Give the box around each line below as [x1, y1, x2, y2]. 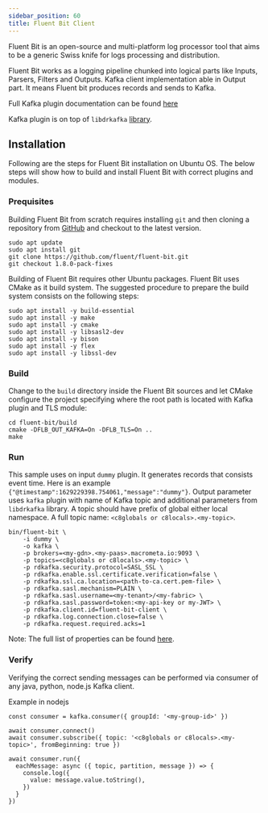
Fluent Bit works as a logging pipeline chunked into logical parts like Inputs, [8, 65, 258, 75]
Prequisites [8, 196, 54, 207]
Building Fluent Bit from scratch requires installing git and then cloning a [8, 215, 249, 224]
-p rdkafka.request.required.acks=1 [23, 620, 146, 628]
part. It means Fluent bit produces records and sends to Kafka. [8, 82, 216, 93]
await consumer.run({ [8, 755, 81, 763]
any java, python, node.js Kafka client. [8, 681, 135, 690]
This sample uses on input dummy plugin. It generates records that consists [8, 469, 254, 480]
